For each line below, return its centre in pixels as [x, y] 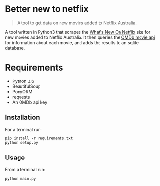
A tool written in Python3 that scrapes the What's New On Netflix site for [78, 32]
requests [21, 97]
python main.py [20, 178]
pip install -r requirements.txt [39, 138]
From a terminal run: [25, 169]
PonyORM [22, 91]
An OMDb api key [30, 102]
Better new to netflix [47, 9]
